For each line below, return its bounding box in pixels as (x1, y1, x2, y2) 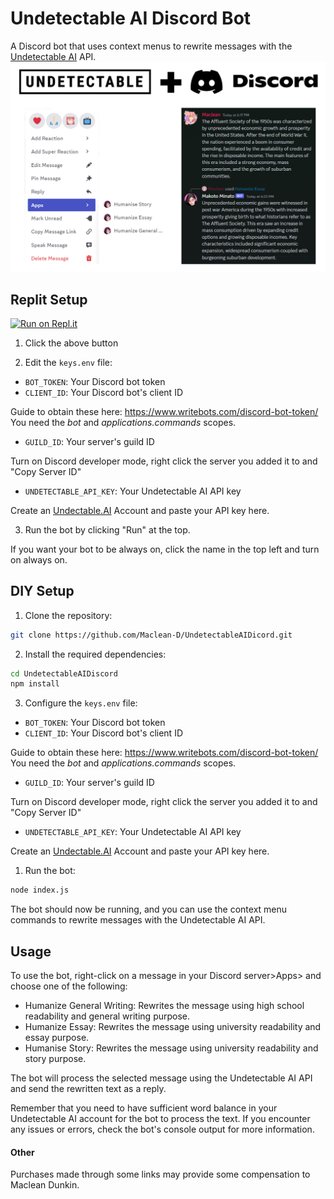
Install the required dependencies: (24, 648, 167, 660)
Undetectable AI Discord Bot (10, 7, 252, 30)
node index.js (10, 885, 70, 896)
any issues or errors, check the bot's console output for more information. (10, 1123, 315, 1136)
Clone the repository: (24, 609, 113, 621)
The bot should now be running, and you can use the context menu (10, 903, 288, 916)
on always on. (10, 553, 68, 566)
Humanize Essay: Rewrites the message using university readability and (24, 1021, 322, 1033)
